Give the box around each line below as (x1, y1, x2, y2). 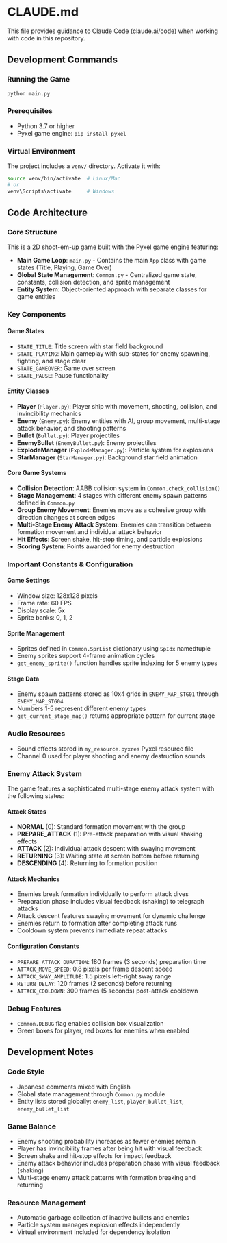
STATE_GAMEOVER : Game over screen (16, 364, 116, 372)
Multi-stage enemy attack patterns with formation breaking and (16, 1173, 196, 1181)
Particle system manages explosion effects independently (16, 1221, 181, 1229)
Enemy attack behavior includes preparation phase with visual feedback (16, 1159, 220, 1167)
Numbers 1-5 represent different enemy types (16, 704, 146, 713)
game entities (16, 293, 56, 301)
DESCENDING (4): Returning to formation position (16, 859, 158, 867)
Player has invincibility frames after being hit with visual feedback (16, 1144, 202, 1153)
